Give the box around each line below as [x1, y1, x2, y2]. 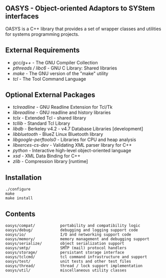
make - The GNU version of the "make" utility [12, 70, 109, 76]
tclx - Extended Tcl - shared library [12, 115, 86, 121]
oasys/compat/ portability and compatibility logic [5, 223, 140, 228]
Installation [5, 173, 42, 182]
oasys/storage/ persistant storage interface [5, 250, 125, 255]
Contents [5, 210, 36, 218]
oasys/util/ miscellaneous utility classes [5, 268, 127, 273]
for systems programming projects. [5, 31, 80, 37]
